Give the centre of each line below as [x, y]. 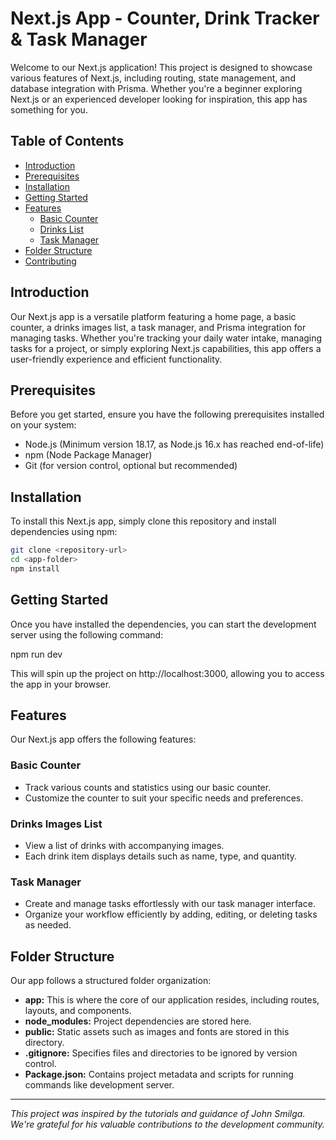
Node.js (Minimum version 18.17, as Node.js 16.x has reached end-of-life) [174, 444]
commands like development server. [99, 1085]
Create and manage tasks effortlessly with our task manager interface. [170, 904]
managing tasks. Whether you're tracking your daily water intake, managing [166, 338]
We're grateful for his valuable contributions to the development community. [167, 1124]
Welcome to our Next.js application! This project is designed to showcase [161, 67]
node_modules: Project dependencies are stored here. [138, 1021]
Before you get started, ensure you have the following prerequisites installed [167, 414]
